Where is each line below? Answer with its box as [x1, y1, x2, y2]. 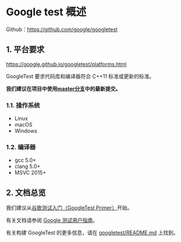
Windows [14, 127, 37, 135]
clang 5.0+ [14, 163, 41, 170]
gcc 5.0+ [14, 156, 37, 164]
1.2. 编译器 [6, 143, 36, 151]
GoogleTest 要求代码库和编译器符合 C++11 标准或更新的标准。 [6, 73, 155, 80]
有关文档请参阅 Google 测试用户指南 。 [6, 217, 98, 224]
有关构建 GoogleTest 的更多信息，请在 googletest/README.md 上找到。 [6, 229, 179, 236]
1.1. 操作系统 [6, 101, 40, 109]
